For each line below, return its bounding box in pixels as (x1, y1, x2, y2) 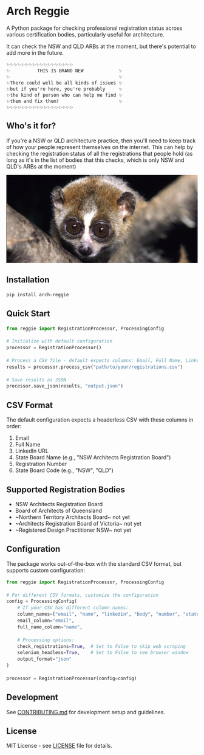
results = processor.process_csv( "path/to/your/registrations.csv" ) (6, 364, 183, 370)
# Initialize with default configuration (6, 338, 113, 344)
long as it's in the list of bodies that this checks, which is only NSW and (6, 156, 185, 164)
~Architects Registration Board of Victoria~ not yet (15, 520, 141, 527)
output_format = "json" (17, 656, 72, 663)
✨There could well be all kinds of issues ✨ (6, 80, 123, 86)
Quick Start (6, 308, 50, 319)
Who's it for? (6, 120, 56, 131)
